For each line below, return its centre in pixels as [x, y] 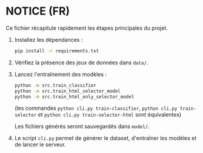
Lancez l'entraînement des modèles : [61, 74]
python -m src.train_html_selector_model [68, 91]
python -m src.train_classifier [55, 85]
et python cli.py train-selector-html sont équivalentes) [110, 115]
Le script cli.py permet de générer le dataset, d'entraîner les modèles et [105, 138]
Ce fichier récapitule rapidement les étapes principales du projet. [87, 28]
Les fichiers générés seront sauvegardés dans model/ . [82, 126]
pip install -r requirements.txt [57, 51]
